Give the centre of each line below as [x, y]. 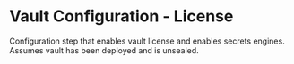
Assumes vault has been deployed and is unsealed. [104, 50]
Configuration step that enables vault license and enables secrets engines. [147, 41]
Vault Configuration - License [121, 16]
